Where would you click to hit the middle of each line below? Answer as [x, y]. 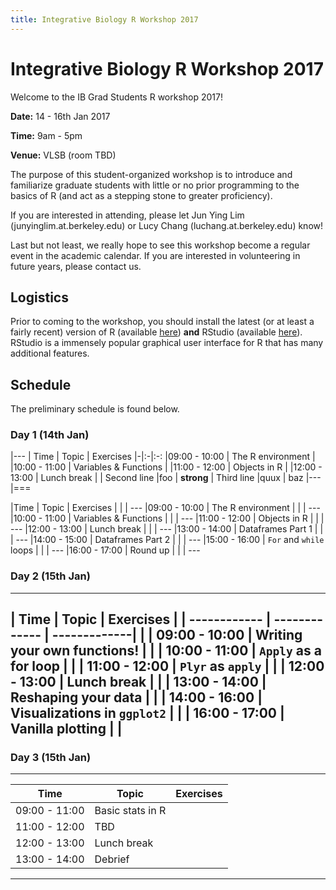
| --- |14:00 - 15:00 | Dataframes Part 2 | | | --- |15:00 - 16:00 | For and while [167, 540]
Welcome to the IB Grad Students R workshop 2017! [116, 97]
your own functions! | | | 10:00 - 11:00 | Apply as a [166, 651]
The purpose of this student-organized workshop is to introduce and [151, 174]
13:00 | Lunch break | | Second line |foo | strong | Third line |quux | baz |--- [166, 478]
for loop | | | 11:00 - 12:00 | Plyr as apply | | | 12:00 [167, 666]
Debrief [112, 859]
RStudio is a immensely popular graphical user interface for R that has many [167, 343]
